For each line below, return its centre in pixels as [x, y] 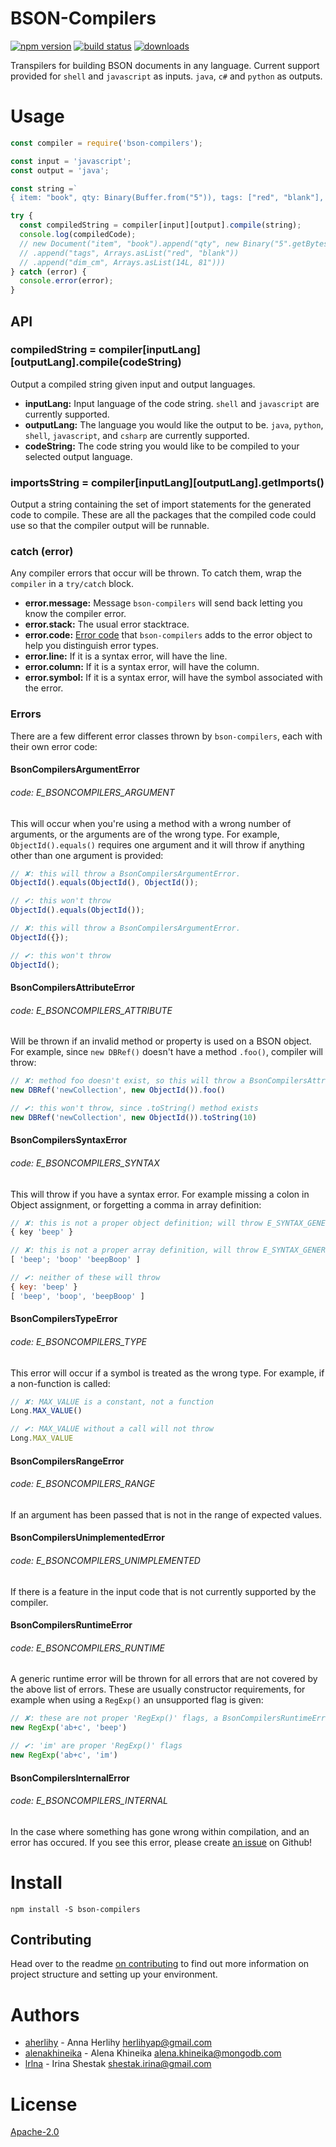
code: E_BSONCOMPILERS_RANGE [83, 1484]
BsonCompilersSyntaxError [69, 1140]
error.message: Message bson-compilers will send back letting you [163, 603]
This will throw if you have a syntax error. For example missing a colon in [160, 1194]
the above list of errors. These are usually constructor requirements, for [158, 1689]
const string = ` [44, 188]
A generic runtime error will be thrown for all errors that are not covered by [164, 1679]
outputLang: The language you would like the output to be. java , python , [174, 424]
